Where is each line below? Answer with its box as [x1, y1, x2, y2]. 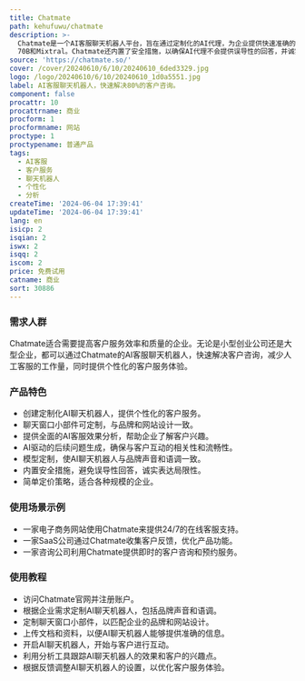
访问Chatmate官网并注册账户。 [22, 593, 139, 605]
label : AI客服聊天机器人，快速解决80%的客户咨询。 [9, 81, 180, 90]
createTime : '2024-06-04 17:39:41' [9, 199, 144, 209]
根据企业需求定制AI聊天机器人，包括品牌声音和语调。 [22, 605, 222, 616]
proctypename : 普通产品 [9, 140, 93, 149]
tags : [9, 148, 30, 157]
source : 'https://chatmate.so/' [9, 55, 132, 65]
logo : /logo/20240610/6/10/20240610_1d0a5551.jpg [9, 73, 202, 82]
